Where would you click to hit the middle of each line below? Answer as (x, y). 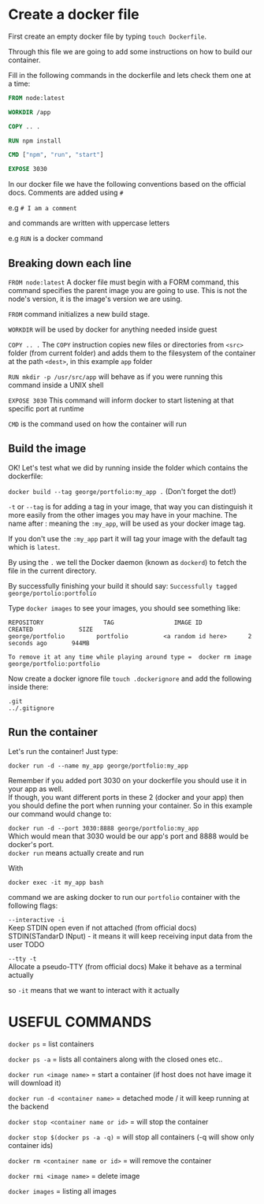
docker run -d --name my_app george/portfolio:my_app (99, 766)
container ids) (31, 1145)
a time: (19, 84)
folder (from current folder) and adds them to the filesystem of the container (132, 353)
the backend (28, 1106)
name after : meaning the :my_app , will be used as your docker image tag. (127, 523)
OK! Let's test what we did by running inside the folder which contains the (128, 467)
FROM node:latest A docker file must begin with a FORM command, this (124, 282)
